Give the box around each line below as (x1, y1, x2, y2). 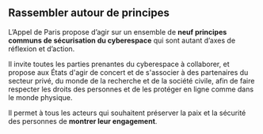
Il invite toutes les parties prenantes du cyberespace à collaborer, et (8, 59, 230, 69)
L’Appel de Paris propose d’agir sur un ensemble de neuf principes (8, 27, 227, 36)
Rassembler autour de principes (8, 6, 170, 20)
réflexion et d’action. (8, 43, 75, 54)
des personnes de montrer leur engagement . (8, 116, 158, 125)
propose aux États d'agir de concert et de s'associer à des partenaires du (8, 67, 249, 77)
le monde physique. (8, 92, 73, 102)
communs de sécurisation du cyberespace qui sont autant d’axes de (8, 35, 236, 45)
